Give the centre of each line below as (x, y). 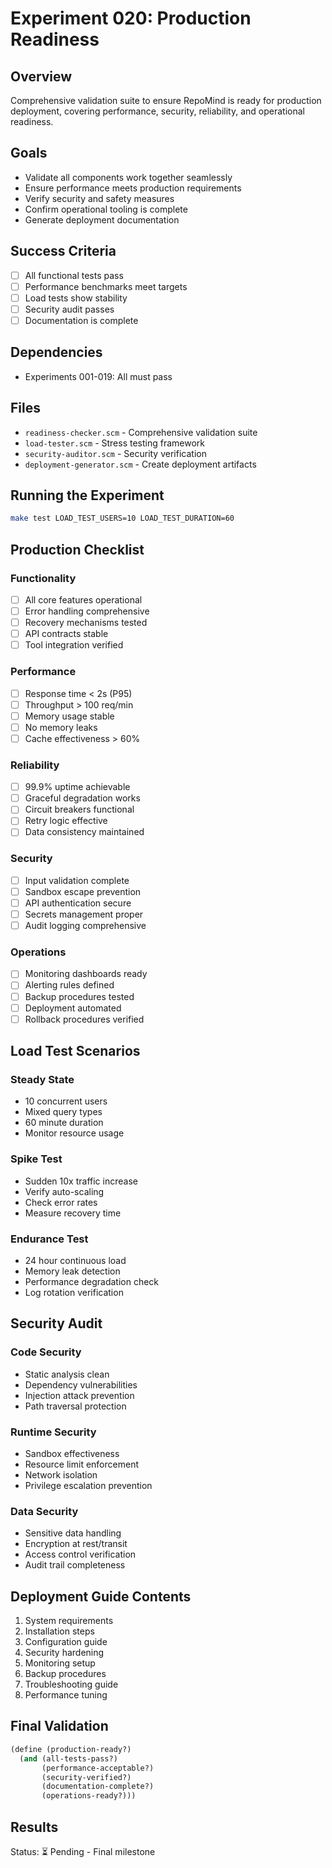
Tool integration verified (74, 645)
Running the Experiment (87, 495)
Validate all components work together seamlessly (128, 177)
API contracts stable (66, 634)
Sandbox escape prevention (83, 891)
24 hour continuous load (75, 1260)
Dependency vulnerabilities (81, 1384)
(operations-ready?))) (89, 1796)
